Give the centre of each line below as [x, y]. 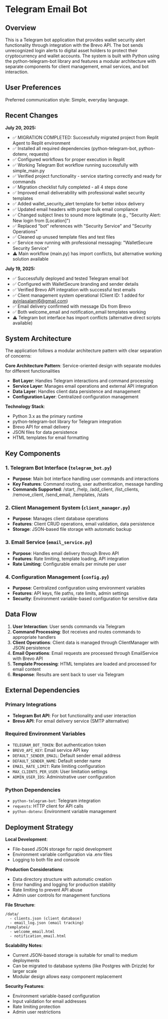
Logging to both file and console [46, 859]
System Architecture [38, 339]
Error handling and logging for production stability [64, 884]
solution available [30, 259]
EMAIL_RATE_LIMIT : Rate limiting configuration [59, 766]
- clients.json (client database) [46, 918]
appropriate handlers [34, 637]
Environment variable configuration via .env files [62, 854]
